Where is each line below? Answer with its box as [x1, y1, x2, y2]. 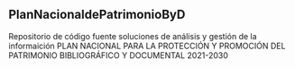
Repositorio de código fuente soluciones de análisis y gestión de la [8, 30, 258, 41]
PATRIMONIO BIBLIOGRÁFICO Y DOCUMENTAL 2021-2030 [8, 49, 229, 61]
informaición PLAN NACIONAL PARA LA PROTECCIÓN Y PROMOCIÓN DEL [8, 40, 286, 51]
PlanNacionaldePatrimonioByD [8, 7, 186, 22]
